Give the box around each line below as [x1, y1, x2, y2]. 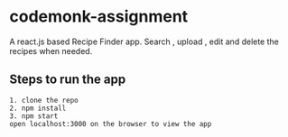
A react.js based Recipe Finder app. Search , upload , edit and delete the [9, 36, 280, 47]
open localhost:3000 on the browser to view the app [9, 119, 212, 128]
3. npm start [9, 111, 59, 121]
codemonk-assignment [9, 6, 189, 27]
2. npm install [9, 104, 67, 113]
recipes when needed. [9, 45, 93, 56]
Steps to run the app [9, 72, 126, 87]
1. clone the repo [9, 96, 79, 105]
